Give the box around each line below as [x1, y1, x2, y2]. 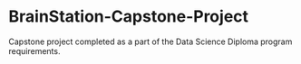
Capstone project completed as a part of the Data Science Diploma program [8, 36, 293, 47]
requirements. [8, 45, 61, 56]
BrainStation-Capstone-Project [8, 6, 249, 27]
